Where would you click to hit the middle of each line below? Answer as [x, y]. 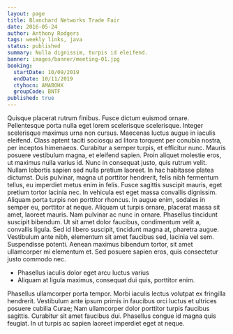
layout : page [26, 14]
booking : [20, 66]
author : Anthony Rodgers [43, 33]
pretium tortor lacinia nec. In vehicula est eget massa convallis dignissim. [112, 192]
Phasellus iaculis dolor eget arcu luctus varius [83, 273]
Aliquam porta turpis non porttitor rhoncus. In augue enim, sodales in [106, 199]
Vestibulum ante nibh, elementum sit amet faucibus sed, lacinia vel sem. [111, 237]
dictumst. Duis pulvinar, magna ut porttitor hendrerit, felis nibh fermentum [113, 177]
